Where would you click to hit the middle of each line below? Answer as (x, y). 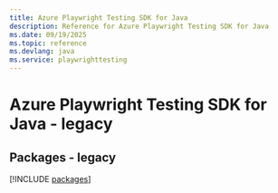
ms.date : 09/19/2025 (48, 34)
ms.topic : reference (48, 43)
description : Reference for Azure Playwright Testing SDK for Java (139, 26)
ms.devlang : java (42, 52)
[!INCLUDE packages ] (50, 179)
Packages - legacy (62, 157)
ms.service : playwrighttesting (68, 60)
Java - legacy (61, 124)
